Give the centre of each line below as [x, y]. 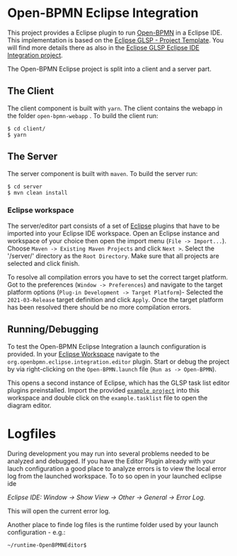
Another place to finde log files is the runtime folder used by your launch [113, 524]
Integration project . [35, 55]
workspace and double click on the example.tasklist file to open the [108, 398]
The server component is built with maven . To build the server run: [103, 173]
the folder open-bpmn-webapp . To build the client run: [83, 115]
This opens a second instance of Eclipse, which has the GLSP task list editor [118, 383]
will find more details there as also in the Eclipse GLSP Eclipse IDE [103, 47]
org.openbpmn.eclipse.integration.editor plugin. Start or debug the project [118, 361]
